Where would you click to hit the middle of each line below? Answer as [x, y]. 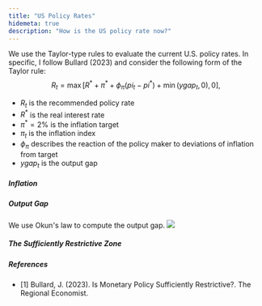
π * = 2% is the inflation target [70, 124]
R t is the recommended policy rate [77, 104]
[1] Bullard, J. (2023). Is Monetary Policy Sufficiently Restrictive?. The [135, 285]
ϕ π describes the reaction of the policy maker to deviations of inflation [137, 144]
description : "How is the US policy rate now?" [90, 31]
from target [39, 154]
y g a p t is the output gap [59, 164]
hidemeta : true [34, 23]
